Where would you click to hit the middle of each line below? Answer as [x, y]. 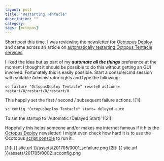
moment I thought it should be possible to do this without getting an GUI [78, 67]
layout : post [18, 10]
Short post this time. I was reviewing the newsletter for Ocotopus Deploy [79, 42]
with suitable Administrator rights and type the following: [63, 78]
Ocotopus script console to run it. [39, 138]
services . [14, 53]
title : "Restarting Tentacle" [36, 14]
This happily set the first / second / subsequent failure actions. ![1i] [73, 100]
